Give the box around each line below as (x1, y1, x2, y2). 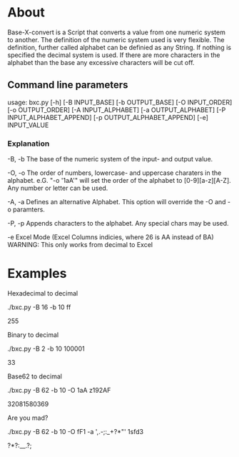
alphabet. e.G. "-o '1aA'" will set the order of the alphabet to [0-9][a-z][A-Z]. (7, 176, 232, 185)
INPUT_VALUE (7, 121, 49, 129)
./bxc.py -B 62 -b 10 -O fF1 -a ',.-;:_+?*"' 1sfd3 (7, 427, 144, 436)
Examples (7, 266, 67, 282)
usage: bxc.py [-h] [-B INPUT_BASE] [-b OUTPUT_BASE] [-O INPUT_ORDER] (7, 98, 233, 106)
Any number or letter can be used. (7, 184, 108, 193)
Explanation (7, 139, 50, 149)
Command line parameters (7, 79, 128, 91)
